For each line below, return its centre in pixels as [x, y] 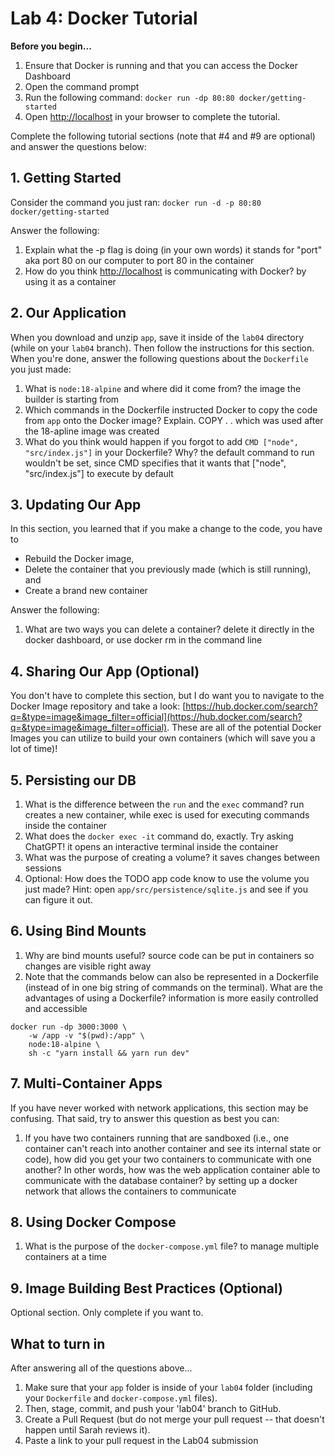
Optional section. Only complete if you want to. [107, 1313]
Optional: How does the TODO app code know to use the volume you [167, 878]
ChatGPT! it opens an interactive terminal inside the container [151, 846]
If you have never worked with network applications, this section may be [159, 1108]
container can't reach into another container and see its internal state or [173, 1148]
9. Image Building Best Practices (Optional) [147, 1288]
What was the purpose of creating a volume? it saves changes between [172, 857]
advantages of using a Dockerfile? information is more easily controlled [171, 998]
